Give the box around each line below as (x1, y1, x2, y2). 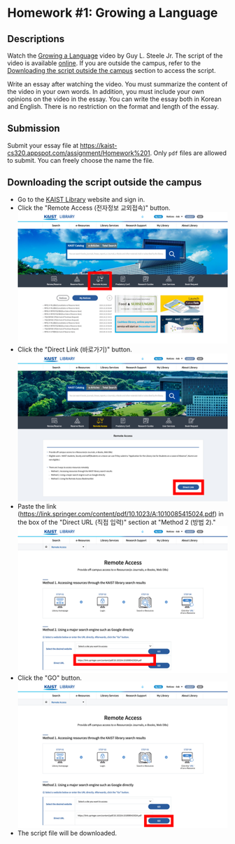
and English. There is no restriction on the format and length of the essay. (7, 102, 219, 110)
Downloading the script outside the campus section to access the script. (7, 67, 216, 74)
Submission (7, 123, 61, 135)
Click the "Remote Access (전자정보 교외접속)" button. (17, 203, 171, 212)
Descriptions (7, 33, 65, 45)
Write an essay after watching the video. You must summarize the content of (7, 80, 228, 88)
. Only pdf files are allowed (150, 149, 227, 157)
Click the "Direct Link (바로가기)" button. (17, 345, 133, 354)
